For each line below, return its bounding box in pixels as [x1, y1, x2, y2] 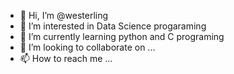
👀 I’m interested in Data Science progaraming [19, 20, 207, 32]
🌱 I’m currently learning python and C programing [19, 31, 225, 42]
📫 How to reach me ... [19, 53, 113, 64]
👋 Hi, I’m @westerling [19, 10, 109, 21]
